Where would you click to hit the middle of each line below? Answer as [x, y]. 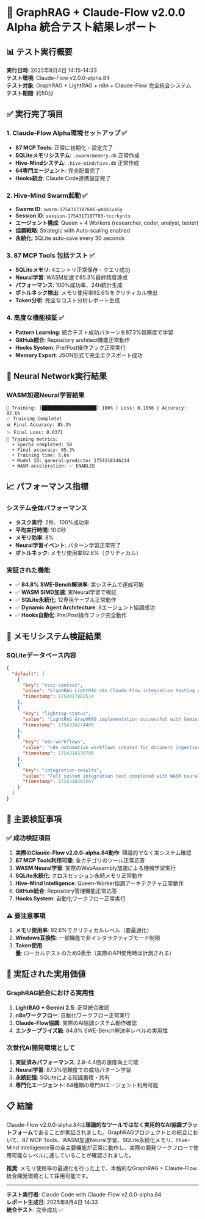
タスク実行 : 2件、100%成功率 [52, 522]
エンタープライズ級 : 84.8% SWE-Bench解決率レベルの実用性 [92, 1030]
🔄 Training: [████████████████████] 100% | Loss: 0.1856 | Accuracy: [97, 408]
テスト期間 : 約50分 [30, 93]
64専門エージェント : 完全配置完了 [58, 170]
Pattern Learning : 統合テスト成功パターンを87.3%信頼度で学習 [94, 332]
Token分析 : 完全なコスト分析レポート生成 [67, 300]
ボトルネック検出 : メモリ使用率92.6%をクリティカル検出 [86, 293]
